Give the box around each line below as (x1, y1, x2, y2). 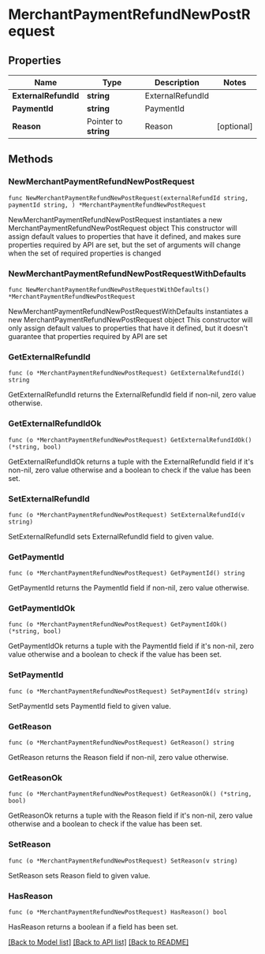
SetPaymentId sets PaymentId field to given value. (8, 701, 171, 710)
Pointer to (86, 116, 123, 127)
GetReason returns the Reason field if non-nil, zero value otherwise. (8, 753, 229, 762)
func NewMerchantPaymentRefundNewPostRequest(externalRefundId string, (8, 194, 248, 202)
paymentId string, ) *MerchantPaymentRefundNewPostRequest (8, 201, 207, 209)
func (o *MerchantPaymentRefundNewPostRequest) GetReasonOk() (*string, (8, 790, 252, 798)
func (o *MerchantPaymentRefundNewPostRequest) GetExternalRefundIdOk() (8, 436, 252, 444)
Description (154, 77, 200, 88)
